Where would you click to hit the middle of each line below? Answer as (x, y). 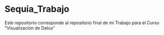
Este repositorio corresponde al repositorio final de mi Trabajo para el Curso (82, 23)
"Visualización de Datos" (30, 28)
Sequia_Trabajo (37, 9)
